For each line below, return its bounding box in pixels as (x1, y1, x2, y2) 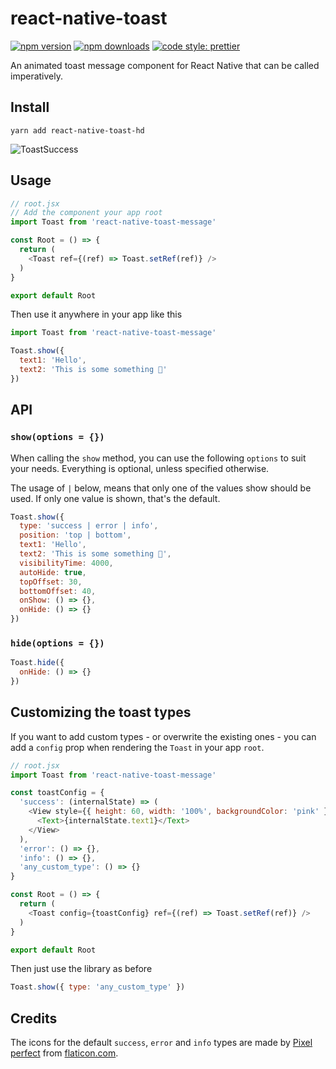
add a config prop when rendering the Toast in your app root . (10, 741, 265, 753)
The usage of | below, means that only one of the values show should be (10, 482, 312, 494)
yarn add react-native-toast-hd (10, 125, 145, 136)
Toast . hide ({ (10, 658, 65, 668)
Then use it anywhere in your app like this (10, 308, 183, 321)
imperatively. (10, 70, 63, 82)
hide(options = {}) (10, 637, 105, 649)
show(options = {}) (10, 432, 105, 443)
